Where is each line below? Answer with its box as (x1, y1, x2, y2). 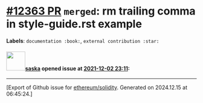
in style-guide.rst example (6, 17, 142, 31)
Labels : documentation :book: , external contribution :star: (6, 37, 159, 44)
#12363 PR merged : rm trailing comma (6, 4, 196, 18)
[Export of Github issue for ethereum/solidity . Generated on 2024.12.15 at (6, 84, 188, 91)
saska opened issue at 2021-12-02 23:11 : (25, 65, 130, 72)
